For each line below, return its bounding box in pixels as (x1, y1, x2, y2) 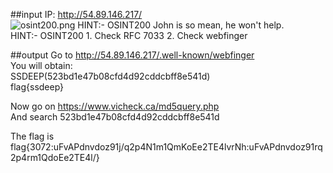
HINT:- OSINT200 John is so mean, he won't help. (77, 19, 285, 31)
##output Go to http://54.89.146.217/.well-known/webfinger (10, 49, 255, 61)
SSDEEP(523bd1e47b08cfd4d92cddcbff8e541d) (10, 70, 211, 82)
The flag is (10, 130, 55, 142)
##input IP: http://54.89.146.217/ (10, 9, 143, 20)
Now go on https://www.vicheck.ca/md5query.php (10, 100, 220, 112)
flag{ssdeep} (10, 81, 65, 93)
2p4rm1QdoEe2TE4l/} (10, 152, 100, 163)
